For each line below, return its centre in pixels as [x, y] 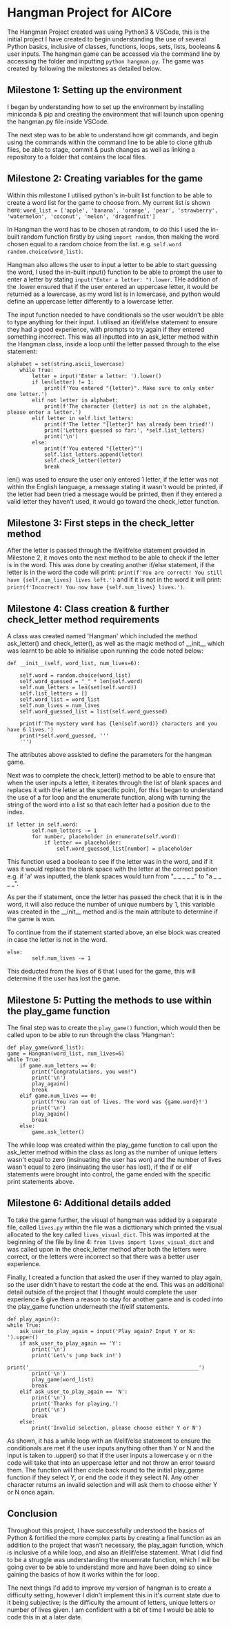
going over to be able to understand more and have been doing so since [110, 1567]
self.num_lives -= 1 [61, 958]
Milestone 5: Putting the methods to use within [110, 1000]
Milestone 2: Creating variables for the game [105, 178]
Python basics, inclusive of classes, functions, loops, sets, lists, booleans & [114, 46]
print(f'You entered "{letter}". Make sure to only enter [129, 388]
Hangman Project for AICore [90, 13]
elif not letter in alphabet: [75, 400]
